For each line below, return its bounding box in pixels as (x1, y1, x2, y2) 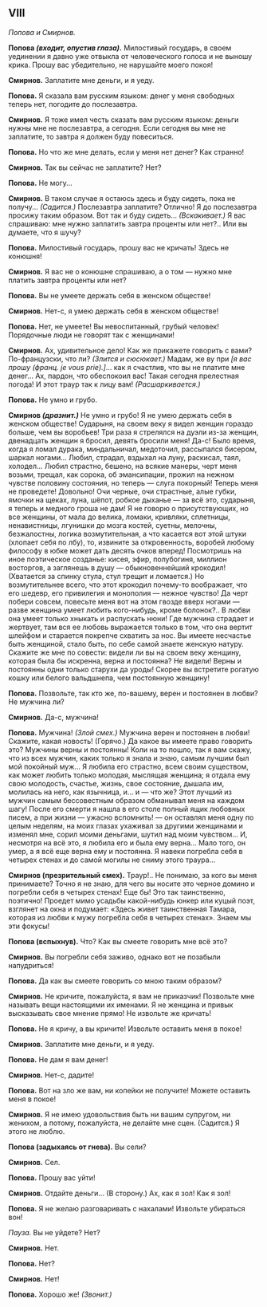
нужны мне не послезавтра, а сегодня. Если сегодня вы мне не (8, 123, 226, 132)
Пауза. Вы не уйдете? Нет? (8, 1227, 101, 1237)
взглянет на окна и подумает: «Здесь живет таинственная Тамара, (8, 904, 237, 914)
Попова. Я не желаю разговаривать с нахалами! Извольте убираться (8, 1203, 245, 1213)
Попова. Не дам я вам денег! (8, 1054, 108, 1064)
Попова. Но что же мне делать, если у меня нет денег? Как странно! (8, 147, 245, 156)
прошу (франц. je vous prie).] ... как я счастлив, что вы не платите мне (8, 362, 245, 372)
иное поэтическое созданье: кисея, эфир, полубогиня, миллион (8, 554, 227, 564)
